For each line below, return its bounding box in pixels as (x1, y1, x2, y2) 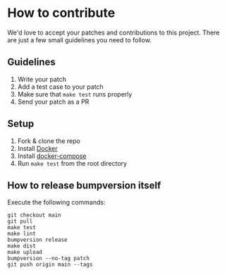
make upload (7, 249, 42, 256)
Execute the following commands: (7, 198, 106, 207)
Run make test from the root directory (17, 159, 128, 167)
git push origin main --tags (7, 261, 93, 269)
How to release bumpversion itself (7, 179, 161, 191)
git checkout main (7, 212, 61, 219)
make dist (7, 243, 37, 250)
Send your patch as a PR (17, 97, 90, 106)
